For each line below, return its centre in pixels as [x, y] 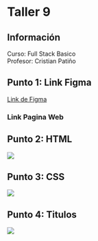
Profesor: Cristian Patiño [42, 61]
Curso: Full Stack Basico [41, 54]
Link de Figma [27, 99]
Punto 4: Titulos [42, 215]
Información [34, 37]
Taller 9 [29, 12]
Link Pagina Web [35, 117]
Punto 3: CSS [36, 177]
